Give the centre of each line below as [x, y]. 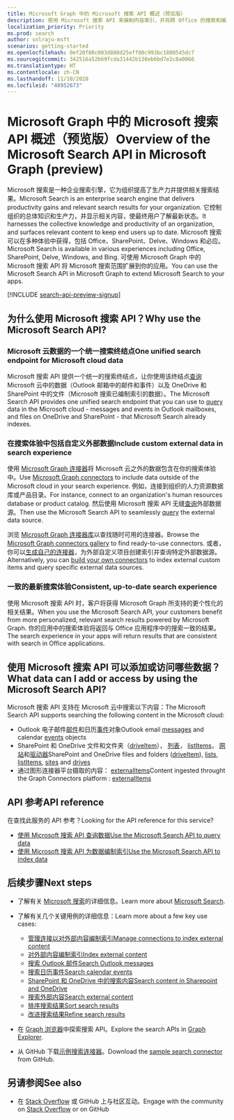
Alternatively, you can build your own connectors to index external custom [114, 560]
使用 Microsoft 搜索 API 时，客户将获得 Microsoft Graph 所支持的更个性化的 [115, 603]
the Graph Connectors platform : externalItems [84, 778]
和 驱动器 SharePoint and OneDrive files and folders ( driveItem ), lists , [120, 754]
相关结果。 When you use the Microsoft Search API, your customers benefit [115, 612]
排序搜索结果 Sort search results [73, 1005]
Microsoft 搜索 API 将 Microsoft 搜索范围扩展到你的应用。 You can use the [112, 266]
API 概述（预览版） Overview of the [109, 139]
